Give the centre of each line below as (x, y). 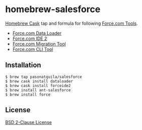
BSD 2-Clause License (28, 122)
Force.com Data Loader (37, 33)
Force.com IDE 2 (30, 38)
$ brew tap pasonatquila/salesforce (44, 77)
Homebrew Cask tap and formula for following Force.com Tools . (72, 23)
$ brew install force (28, 95)
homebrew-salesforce (53, 9)
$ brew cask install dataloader (39, 81)
